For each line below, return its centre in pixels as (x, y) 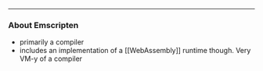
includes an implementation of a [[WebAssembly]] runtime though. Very (135, 51)
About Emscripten (43, 25)
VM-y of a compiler (51, 59)
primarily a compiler (52, 42)
